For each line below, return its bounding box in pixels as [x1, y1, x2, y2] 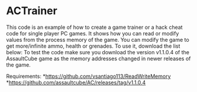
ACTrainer [6, 4, 57, 18]
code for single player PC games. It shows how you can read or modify [6, 29, 179, 37]
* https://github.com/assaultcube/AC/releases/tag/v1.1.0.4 [6, 78, 146, 86]
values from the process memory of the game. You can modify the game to [6, 36, 189, 43]
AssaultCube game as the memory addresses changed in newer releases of [6, 55, 191, 62]
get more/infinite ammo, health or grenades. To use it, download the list [6, 42, 180, 50]
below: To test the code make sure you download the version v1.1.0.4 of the [6, 48, 189, 55]
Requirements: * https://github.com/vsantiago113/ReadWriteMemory [6, 73, 171, 80]
